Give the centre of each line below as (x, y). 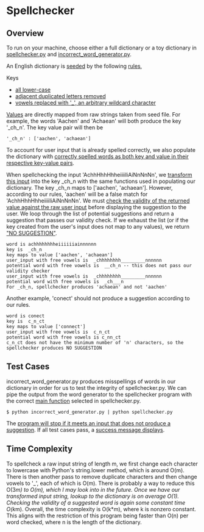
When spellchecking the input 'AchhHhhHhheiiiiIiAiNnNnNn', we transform (99, 175)
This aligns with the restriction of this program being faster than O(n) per (97, 516)
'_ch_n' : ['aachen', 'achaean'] (49, 138)
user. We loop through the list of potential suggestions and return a (90, 214)
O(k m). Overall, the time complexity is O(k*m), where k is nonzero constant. (101, 509)
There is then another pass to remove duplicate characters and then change (102, 476)
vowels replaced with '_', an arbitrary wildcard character (86, 102)
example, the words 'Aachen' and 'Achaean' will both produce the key (94, 121)
